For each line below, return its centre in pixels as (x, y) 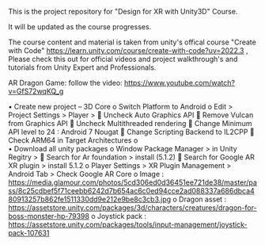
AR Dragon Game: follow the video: (65, 83)
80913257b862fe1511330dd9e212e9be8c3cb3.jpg (90, 199)
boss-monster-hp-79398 (49, 216)
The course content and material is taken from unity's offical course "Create (132, 42)
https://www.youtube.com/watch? (180, 83)
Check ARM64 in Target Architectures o (73, 140)
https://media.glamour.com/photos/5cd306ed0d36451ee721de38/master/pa (132, 182)
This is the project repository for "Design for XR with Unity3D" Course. (123, 11)
